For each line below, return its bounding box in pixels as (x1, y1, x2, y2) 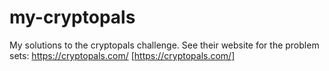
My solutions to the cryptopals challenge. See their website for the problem (9, 39, 320, 51)
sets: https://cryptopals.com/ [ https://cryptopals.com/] (9, 49, 236, 61)
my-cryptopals (9, 6, 136, 29)
